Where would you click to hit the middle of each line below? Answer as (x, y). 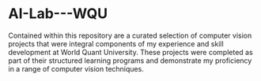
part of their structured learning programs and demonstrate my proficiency (130, 61)
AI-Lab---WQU (58, 14)
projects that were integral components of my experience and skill (116, 43)
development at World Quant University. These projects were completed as (130, 52)
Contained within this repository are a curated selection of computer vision (130, 35)
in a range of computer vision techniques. (76, 68)
